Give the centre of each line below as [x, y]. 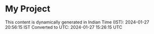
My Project [28, 9]
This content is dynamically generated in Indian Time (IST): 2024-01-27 [77, 22]
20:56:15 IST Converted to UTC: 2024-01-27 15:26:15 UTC [64, 27]
